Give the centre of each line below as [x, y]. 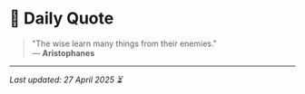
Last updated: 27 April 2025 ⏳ [66, 80]
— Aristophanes [63, 52]
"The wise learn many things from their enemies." [124, 43]
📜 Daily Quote [62, 19]
